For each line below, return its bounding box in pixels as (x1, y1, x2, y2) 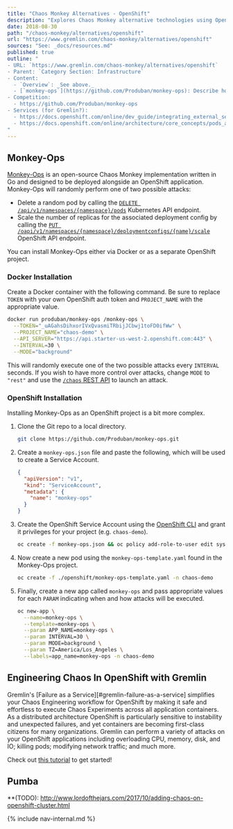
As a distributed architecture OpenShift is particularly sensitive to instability (7, 712, 223, 721)
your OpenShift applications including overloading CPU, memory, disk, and (7, 735, 221, 743)
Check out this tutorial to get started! (7, 755, 112, 764)
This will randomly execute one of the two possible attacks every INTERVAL (7, 361, 220, 369)
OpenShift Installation (7, 393, 83, 402)
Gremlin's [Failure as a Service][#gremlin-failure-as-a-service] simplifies (7, 690, 215, 699)
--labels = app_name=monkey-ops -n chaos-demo (24, 653, 155, 660)
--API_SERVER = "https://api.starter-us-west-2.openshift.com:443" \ (13, 336, 213, 343)
